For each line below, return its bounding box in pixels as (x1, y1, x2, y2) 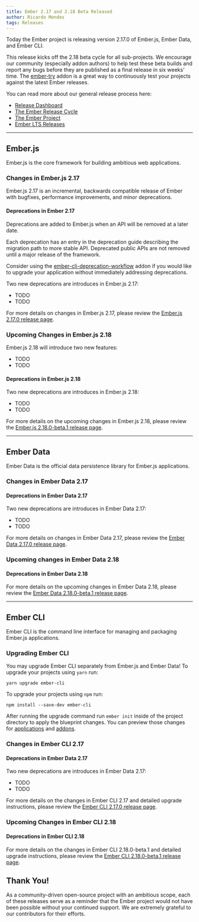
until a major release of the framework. (6, 251, 101, 258)
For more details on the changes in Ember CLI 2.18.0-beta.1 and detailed (6, 846, 182, 853)
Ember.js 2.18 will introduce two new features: (6, 344, 118, 351)
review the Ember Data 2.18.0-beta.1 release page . (6, 590, 129, 597)
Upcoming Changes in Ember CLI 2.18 (6, 818, 117, 827)
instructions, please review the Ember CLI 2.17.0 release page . (6, 803, 157, 811)
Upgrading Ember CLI (6, 649, 69, 657)
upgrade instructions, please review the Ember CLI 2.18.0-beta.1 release (6, 852, 181, 859)
